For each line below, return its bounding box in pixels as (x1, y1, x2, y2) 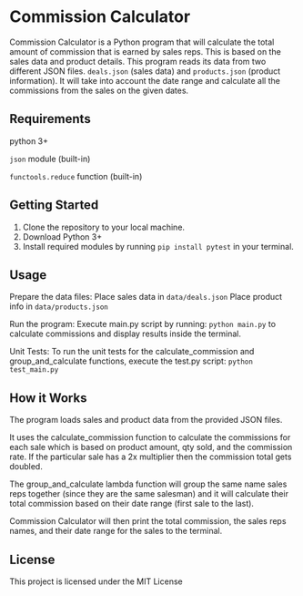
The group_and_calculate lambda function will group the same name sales (9, 478, 288, 489)
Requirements (9, 111, 91, 127)
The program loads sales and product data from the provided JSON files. (9, 415, 283, 426)
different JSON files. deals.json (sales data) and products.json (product (9, 66, 281, 77)
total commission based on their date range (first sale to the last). (9, 498, 255, 509)
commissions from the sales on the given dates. (9, 85, 189, 96)
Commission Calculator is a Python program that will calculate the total (9, 36, 275, 47)
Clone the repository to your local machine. (22, 221, 185, 232)
